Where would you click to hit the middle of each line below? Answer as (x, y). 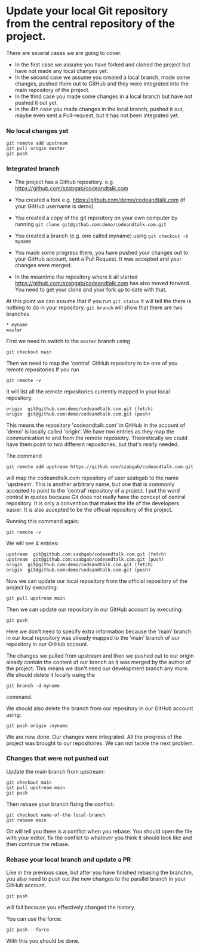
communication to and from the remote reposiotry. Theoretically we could (97, 438)
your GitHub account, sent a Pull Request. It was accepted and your (98, 259)
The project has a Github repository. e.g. (64, 182)
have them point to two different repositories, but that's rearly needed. (93, 444)
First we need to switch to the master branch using (68, 341)
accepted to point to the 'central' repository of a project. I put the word (93, 490)
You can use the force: (34, 919)
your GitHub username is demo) (54, 206)
